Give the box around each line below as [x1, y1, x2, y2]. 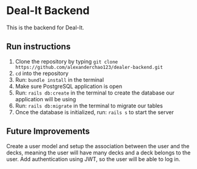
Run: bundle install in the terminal [15, 76, 104, 83]
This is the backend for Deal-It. [6, 24, 84, 31]
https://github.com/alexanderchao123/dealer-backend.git [15, 64, 163, 70]
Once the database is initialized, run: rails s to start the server [15, 108, 174, 116]
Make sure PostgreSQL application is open [15, 82, 123, 90]
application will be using [15, 95, 76, 102]
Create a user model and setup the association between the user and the [6, 142, 190, 149]
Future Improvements [6, 126, 90, 137]
